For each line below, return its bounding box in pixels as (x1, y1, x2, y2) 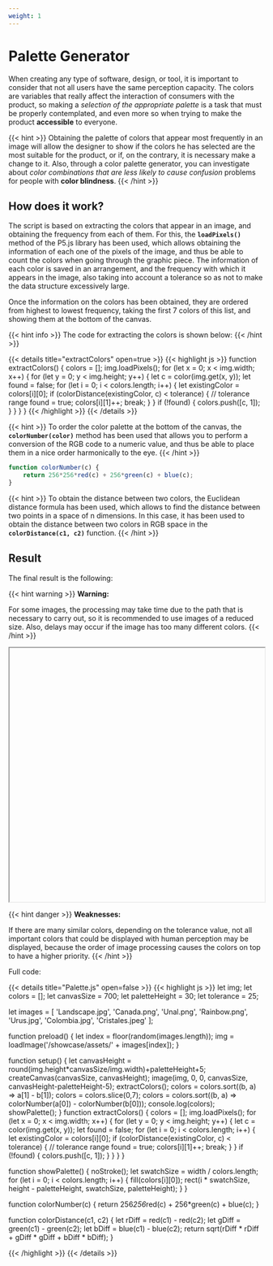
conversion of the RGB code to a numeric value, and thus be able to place (8, 440, 255, 449)
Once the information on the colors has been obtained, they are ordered (8, 297, 249, 307)
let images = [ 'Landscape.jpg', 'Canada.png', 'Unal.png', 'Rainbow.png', (8, 1007, 249, 1017)
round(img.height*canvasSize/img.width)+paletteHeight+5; (8, 1064, 207, 1073)
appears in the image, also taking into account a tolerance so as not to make (8, 273, 263, 283)
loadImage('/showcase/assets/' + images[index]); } (8, 1039, 180, 1049)
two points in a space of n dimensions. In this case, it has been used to (8, 511, 245, 520)
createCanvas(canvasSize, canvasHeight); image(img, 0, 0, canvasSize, (8, 1073, 249, 1082)
